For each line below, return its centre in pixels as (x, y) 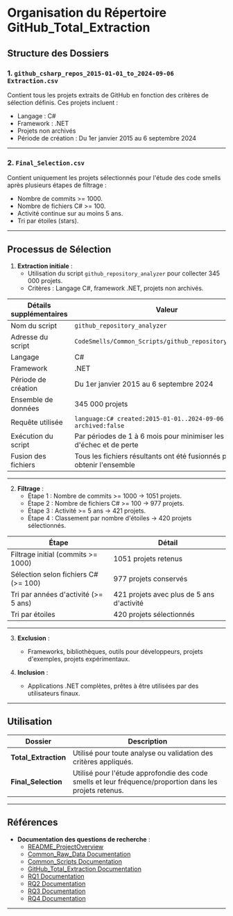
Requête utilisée (37, 422)
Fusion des (28, 456)
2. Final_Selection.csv (46, 163)
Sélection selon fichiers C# (54, 574)
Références (33, 822)
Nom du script (34, 326)
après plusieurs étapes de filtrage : (57, 185)
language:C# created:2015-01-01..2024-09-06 (149, 418)
